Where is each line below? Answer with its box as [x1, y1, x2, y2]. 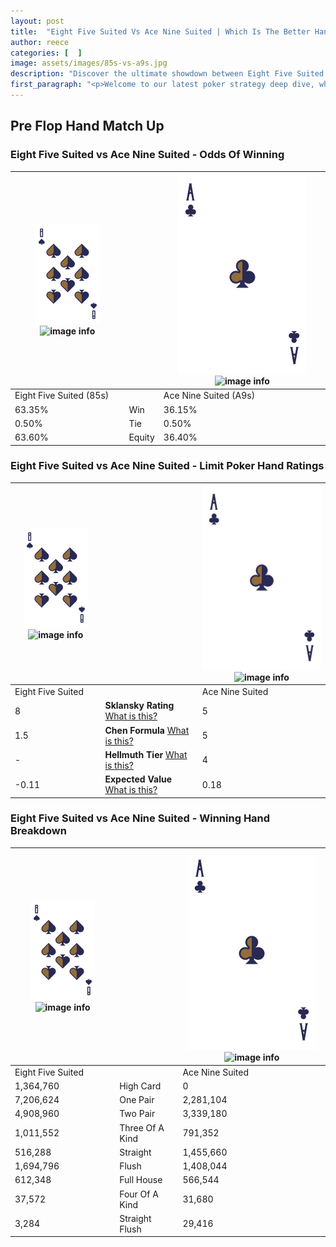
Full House [119, 1174, 163, 1186]
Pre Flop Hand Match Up [10, 118, 165, 135]
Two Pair [119, 1108, 156, 1120]
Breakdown [10, 824, 67, 838]
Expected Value [104, 773, 173, 785]
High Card [119, 1080, 162, 1092]
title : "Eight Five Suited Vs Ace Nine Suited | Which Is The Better [10, 26, 311, 37]
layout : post [10, 16, 65, 26]
